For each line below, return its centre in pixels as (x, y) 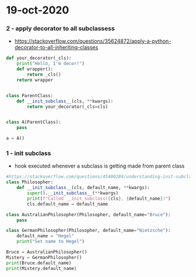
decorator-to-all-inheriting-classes (56, 47)
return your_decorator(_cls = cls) (68, 107)
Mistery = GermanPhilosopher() (44, 257)
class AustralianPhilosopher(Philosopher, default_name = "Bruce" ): (88, 214)
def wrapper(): (35, 69)
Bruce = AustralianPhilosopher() (47, 252)
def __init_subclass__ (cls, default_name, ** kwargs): (83, 188)
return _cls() (44, 75)
